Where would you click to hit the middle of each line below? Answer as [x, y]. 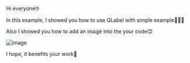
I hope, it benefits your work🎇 [42, 54]
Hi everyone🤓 [23, 8]
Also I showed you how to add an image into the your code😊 [80, 31]
